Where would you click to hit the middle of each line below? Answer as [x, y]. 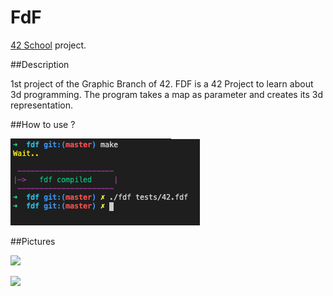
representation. [41, 105]
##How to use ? [43, 124]
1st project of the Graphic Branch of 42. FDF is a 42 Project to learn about [162, 83]
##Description [40, 64]
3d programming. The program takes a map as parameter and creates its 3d [167, 94]
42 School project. [48, 45]
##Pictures [33, 241]
